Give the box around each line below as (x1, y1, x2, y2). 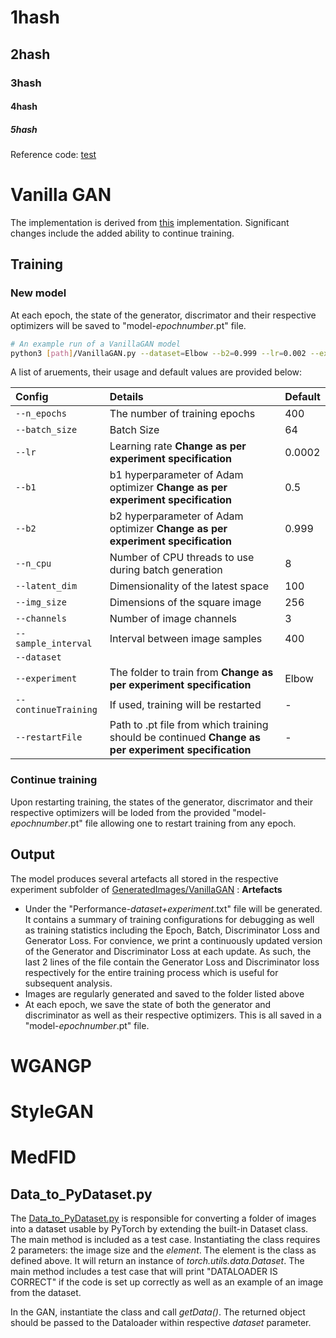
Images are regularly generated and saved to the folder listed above (24, 987, 305, 1000)
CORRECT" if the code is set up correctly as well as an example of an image (10, 1276, 324, 1288)
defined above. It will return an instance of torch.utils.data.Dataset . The (10, 1254, 305, 1266)
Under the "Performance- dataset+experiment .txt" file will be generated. (24, 902, 323, 915)
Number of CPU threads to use (109, 551, 255, 565)
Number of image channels (109, 612, 238, 626)
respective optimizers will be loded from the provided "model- (10, 806, 267, 818)
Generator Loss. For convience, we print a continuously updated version (24, 934, 323, 946)
